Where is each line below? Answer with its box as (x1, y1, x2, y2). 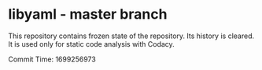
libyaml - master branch (8, 5, 168, 23)
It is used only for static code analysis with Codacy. (8, 39, 175, 48)
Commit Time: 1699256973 (8, 54, 96, 64)
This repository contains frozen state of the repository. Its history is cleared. (8, 31, 254, 40)
